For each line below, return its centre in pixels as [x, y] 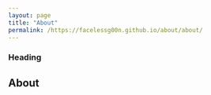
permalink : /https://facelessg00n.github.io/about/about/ [105, 30]
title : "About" [33, 23]
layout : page [30, 15]
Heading [25, 57]
